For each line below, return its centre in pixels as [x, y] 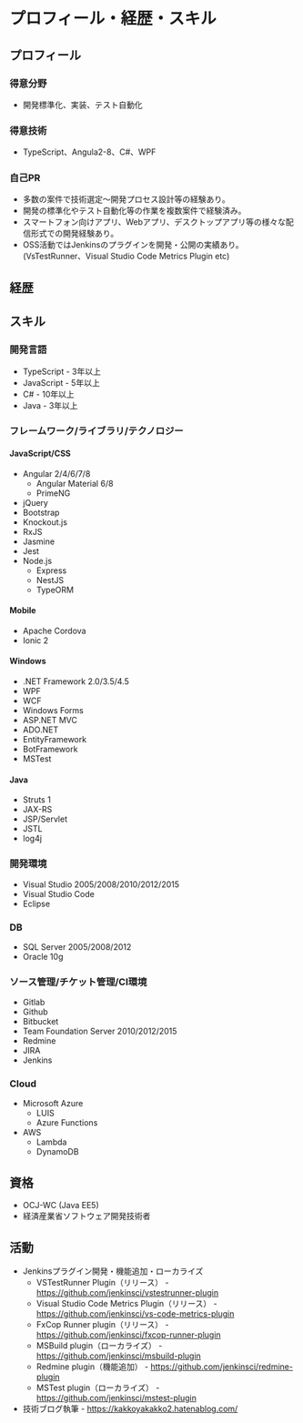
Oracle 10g [43, 956]
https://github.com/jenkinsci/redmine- [222, 1367]
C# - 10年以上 [48, 394]
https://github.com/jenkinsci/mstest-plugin [116, 1398]
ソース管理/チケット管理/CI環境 [78, 982]
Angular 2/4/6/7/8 [56, 473]
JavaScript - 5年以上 [61, 382]
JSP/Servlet [45, 819]
